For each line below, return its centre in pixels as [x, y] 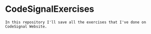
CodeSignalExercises [50, 9]
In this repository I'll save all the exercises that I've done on [76, 22]
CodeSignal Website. [26, 26]
